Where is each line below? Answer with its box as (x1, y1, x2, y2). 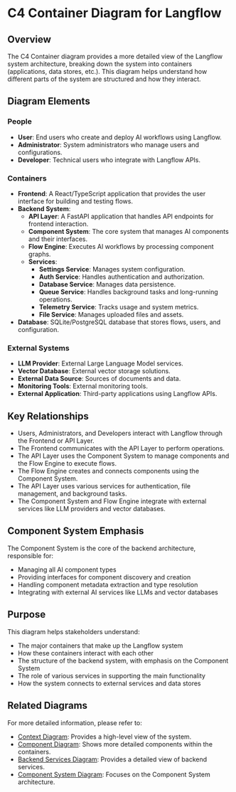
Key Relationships (7, 410, 89, 422)
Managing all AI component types (17, 565, 117, 574)
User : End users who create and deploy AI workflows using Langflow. (17, 133, 222, 141)
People (7, 117, 32, 127)
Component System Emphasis (7, 525, 144, 537)
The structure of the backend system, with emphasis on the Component (17, 656, 229, 665)
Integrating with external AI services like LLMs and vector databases (17, 588, 218, 596)
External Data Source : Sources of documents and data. (17, 375, 181, 383)
